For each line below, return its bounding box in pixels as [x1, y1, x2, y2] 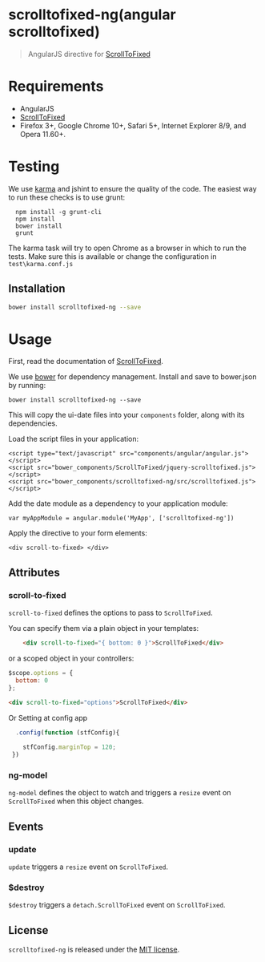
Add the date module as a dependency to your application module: [8, 499, 228, 508]
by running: [8, 381, 46, 390]
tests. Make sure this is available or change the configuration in [8, 251, 218, 261]
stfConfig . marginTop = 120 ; [22, 743, 116, 751]
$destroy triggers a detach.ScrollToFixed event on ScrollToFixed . [8, 900, 226, 910]
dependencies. [8, 418, 58, 428]
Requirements [8, 78, 104, 95]
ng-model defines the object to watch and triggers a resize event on [8, 788, 231, 798]
